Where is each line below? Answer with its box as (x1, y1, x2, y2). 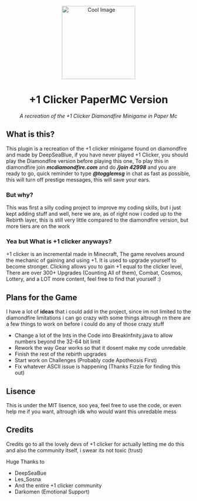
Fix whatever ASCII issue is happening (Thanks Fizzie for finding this (14, 363, 181, 370)
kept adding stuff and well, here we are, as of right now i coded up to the (6, 210, 182, 217)
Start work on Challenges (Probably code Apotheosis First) (14, 357, 157, 364)
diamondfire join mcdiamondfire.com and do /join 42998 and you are (6, 163, 176, 171)
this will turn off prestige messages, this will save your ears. (6, 176, 151, 183)
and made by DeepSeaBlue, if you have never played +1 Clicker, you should (6, 151, 189, 158)
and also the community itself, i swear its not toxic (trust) (6, 447, 143, 454)
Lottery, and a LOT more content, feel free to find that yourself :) (6, 275, 161, 282)
